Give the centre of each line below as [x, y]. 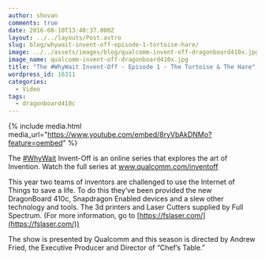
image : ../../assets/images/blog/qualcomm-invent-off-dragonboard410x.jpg [134, 52]
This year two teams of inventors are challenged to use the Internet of [121, 182]
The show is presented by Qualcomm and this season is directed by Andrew [132, 239]
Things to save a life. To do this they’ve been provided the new [110, 190]
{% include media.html [45, 126]
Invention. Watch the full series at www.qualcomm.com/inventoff [113, 167]
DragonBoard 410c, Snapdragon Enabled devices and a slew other [116, 199]
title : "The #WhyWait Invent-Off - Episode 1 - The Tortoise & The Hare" [132, 67]
